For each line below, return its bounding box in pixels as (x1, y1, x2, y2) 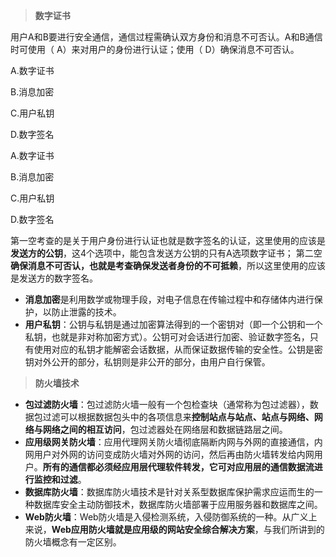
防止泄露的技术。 (51, 306, 122, 318)
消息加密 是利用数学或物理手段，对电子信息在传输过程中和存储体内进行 (24, 294, 315, 305)
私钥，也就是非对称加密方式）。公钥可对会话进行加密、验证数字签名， (24, 331, 310, 343)
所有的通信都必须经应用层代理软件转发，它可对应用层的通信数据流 (42, 461, 315, 473)
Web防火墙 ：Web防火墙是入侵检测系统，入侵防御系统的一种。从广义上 (24, 511, 318, 523)
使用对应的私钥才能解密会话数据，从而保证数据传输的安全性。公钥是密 (33, 344, 323, 355)
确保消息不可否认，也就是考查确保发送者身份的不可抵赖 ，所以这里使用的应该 (10, 260, 326, 271)
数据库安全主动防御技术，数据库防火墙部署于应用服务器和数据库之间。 (33, 499, 323, 510)
